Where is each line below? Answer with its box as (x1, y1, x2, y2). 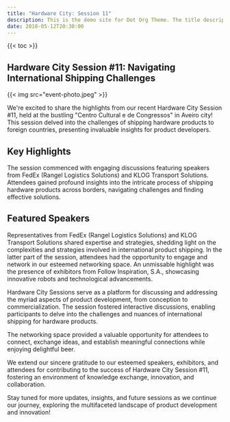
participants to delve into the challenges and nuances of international (7, 309, 203, 318)
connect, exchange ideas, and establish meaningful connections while (7, 338, 205, 346)
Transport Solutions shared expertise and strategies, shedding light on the (7, 238, 217, 246)
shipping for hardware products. (7, 317, 98, 325)
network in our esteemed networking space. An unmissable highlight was (7, 260, 214, 268)
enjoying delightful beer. (7, 344, 75, 353)
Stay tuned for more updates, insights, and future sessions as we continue (7, 393, 217, 401)
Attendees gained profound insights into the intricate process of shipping (7, 178, 214, 186)
